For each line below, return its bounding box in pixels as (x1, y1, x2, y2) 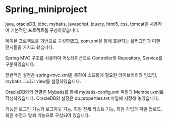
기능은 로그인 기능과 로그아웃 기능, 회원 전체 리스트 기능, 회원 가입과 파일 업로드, (5, 106, 162, 112)
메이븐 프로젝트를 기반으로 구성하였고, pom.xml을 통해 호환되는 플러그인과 (5, 38, 151, 44)
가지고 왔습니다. (22, 44, 54, 50)
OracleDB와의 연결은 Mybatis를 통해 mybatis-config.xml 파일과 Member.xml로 (5, 89, 164, 95)
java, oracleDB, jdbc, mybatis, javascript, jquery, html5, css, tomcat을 (5, 21, 149, 27)
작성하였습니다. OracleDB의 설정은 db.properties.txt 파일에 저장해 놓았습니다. (5, 95, 159, 101)
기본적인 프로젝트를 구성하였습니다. (10, 27, 80, 33)
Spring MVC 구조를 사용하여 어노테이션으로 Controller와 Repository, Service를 (5, 54, 163, 61)
